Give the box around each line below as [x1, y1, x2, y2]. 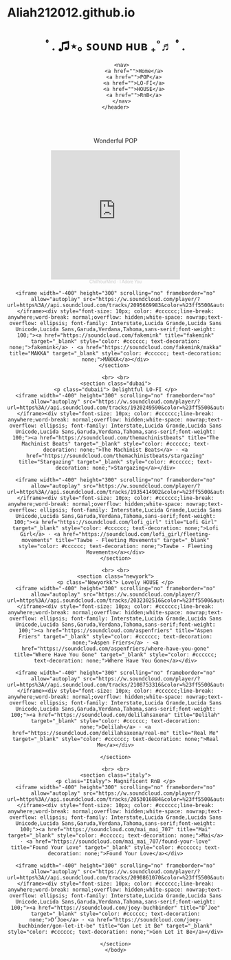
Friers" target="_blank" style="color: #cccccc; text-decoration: [18, 634, 213, 640]
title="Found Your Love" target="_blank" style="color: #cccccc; [10, 844, 202, 851]
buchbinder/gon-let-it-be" [18, 923, 96, 930]
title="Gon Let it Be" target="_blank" [98, 923, 213, 930]
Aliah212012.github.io [7, 5, 135, 21]
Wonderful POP [93, 136, 137, 145]
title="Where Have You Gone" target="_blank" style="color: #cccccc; [13, 651, 218, 658]
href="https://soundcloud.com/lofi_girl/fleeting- [63, 531, 211, 538]
